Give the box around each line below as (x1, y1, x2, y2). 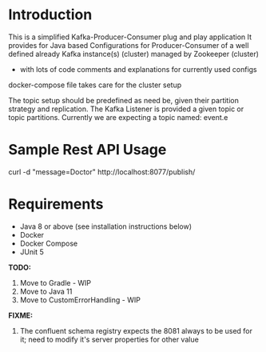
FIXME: (8, 310, 34, 320)
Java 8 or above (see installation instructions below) (19, 222, 193, 231)
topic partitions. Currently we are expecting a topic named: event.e (8, 112, 228, 122)
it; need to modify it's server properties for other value (19, 334, 200, 344)
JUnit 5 (19, 246, 44, 257)
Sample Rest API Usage (8, 141, 167, 159)
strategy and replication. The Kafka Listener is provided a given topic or (8, 104, 244, 114)
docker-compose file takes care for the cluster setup (8, 80, 182, 90)
